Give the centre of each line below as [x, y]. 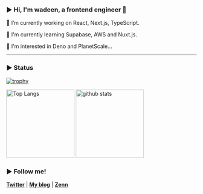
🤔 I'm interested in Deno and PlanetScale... [60, 46]
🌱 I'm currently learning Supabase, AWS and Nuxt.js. [72, 35]
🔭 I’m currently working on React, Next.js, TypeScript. [73, 23]
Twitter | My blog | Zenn [37, 184]
